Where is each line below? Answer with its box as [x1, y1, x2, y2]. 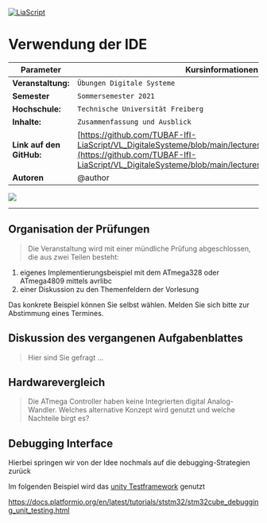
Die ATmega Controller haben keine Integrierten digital [27, 396, 206, 406]
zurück [8, 466, 32, 476]
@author [77, 172, 110, 183]
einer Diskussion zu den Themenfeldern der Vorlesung [19, 284, 199, 294]
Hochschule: [12, 103, 61, 115]
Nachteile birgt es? [27, 414, 90, 423]
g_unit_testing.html [8, 505, 70, 515]
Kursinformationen [185, 64, 259, 75]
